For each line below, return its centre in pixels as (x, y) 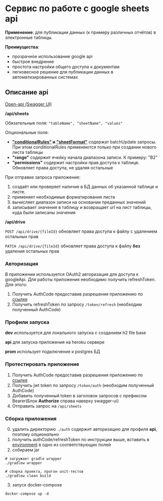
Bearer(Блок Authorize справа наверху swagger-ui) (65, 401)
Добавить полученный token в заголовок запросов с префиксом (79, 395)
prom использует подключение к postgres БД (53, 352)
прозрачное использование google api (52, 56)
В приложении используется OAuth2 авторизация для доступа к (72, 274)
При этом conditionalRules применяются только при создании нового (84, 147)
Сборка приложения (31, 418)
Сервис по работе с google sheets (77, 9)
